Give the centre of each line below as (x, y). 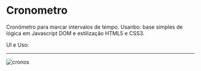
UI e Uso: (18, 45)
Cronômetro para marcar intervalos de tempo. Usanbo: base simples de (95, 27)
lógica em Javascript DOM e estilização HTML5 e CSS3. (75, 33)
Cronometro (37, 10)
